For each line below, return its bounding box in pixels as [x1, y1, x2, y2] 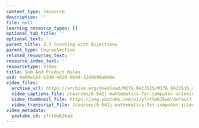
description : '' [6, 14, 46, 20]
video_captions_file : [11, 91, 65, 97]
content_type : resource [6, 8, 65, 15]
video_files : [6, 80, 38, 86]
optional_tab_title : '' [6, 31, 65, 37]
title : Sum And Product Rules [6, 69, 81, 75]
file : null [6, 19, 33, 25]
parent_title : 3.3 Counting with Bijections [6, 42, 118, 48]
